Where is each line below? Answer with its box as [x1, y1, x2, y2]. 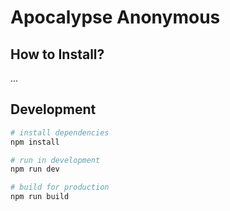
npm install [10, 137, 60, 147]
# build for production [10, 182, 110, 193]
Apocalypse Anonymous [10, 6, 221, 29]
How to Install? [10, 46, 105, 63]
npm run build [10, 192, 70, 202]
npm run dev [10, 164, 60, 175]
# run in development [10, 155, 101, 165]
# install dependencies [10, 127, 110, 138]
